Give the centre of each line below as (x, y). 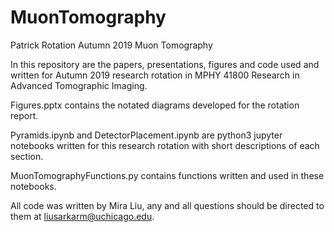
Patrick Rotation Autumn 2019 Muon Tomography (111, 45)
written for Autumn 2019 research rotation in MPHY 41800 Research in (155, 75)
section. (27, 156)
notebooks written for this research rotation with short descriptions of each (165, 145)
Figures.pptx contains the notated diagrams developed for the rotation (155, 105)
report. (24, 115)
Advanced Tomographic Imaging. (79, 85)
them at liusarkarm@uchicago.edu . (82, 216)
